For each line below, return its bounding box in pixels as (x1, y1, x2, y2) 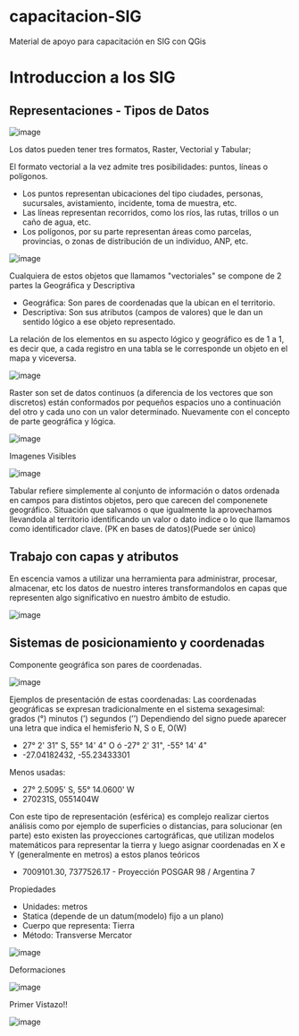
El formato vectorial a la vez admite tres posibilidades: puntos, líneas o (9, 161, 269, 172)
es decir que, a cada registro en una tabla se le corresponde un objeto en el (9, 343, 288, 354)
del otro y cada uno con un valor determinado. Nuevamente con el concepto (9, 406, 290, 417)
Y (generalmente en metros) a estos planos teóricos (9, 849, 201, 860)
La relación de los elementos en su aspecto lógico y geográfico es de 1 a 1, (9, 333, 285, 344)
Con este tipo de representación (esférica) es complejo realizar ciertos (9, 810, 270, 821)
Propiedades (9, 884, 56, 895)
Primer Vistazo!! (9, 998, 69, 1009)
